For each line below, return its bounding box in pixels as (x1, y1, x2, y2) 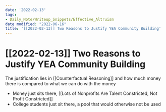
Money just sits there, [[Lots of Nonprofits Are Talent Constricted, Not (12, 90, 157, 96)
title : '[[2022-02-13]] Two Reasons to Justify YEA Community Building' (5, 26, 161, 31)
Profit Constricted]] (12, 96, 53, 102)
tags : (5, 12, 17, 17)
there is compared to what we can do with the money (5, 81, 116, 87)
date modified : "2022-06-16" (5, 21, 67, 27)
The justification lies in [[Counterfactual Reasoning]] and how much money (5, 75, 161, 81)
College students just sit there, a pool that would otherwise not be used (12, 101, 161, 107)
